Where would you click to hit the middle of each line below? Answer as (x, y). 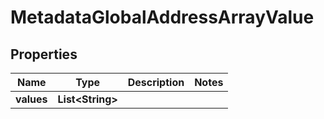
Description (156, 82)
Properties (44, 54)
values (31, 99)
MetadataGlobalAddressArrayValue (162, 17)
